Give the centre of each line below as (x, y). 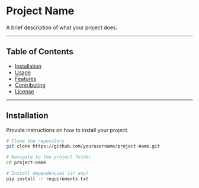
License (24, 91)
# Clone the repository (36, 141)
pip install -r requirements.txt (47, 179)
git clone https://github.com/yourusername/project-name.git (83, 146)
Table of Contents (40, 52)
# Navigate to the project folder (49, 157)
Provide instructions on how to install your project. (68, 130)
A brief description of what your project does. (62, 27)
